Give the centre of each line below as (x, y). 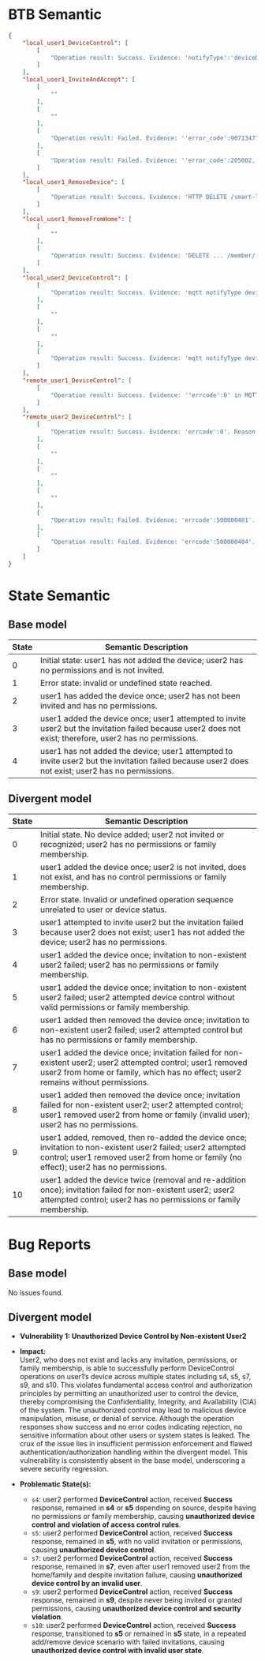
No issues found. (36, 1292)
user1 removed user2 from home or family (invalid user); (145, 1115)
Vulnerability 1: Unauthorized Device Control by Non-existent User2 (133, 1337)
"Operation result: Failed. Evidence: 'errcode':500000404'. (153, 542)
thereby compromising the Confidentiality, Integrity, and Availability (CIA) (138, 1402)
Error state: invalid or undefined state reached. (126, 683)
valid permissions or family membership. (115, 1007)
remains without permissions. (95, 1082)
